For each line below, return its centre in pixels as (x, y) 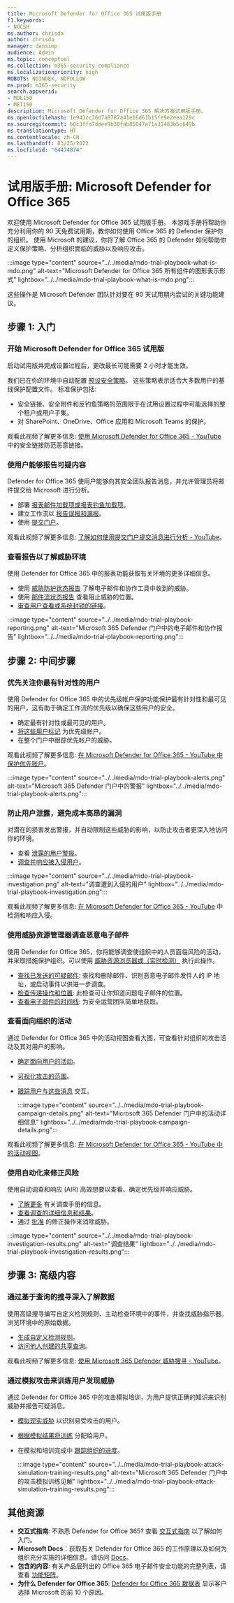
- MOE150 (20, 98)
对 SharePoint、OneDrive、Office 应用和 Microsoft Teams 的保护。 (114, 421)
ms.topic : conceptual (39, 59)
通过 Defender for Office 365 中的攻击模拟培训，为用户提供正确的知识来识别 (117, 1397)
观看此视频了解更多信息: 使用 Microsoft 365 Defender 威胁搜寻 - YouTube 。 (116, 1361)
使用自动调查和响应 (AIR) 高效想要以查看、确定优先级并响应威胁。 (102, 1190)
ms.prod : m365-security (42, 85)
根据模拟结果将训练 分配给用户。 (64, 1435)
